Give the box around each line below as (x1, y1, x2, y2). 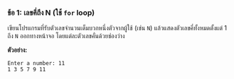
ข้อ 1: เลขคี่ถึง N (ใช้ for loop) (7, 8, 95, 18)
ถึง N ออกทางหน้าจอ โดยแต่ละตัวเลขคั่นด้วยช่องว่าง (7, 32, 125, 40)
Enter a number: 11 (7, 60, 65, 67)
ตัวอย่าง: (7, 46, 28, 54)
